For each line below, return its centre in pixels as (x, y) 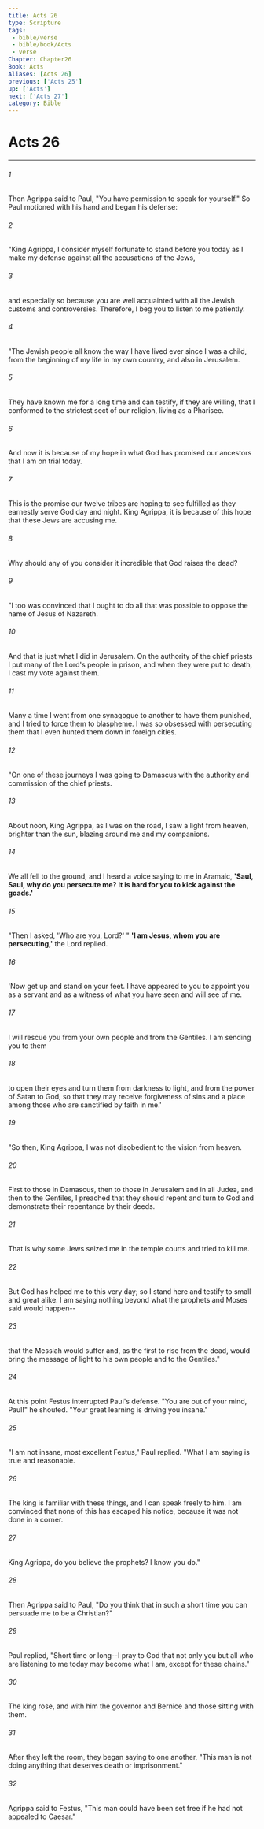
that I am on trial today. (45, 461)
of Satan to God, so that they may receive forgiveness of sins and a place (127, 1096)
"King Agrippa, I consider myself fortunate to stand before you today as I (126, 250)
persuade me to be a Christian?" (60, 1613)
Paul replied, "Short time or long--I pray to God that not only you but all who (131, 1655)
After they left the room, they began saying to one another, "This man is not (130, 1757)
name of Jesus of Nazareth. (53, 613)
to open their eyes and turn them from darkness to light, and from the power (132, 1087)
